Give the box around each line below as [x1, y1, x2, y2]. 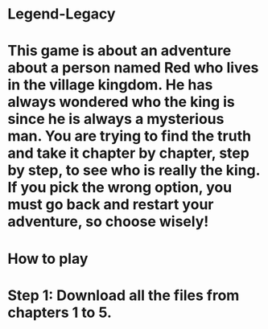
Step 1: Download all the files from [7, 286, 240, 304]
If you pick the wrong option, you [7, 179, 233, 197]
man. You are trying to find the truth [7, 127, 251, 146]
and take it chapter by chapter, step [7, 144, 250, 162]
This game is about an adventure [7, 42, 232, 60]
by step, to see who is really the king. [7, 162, 261, 179]
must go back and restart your [7, 195, 214, 214]
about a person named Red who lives [7, 59, 259, 77]
